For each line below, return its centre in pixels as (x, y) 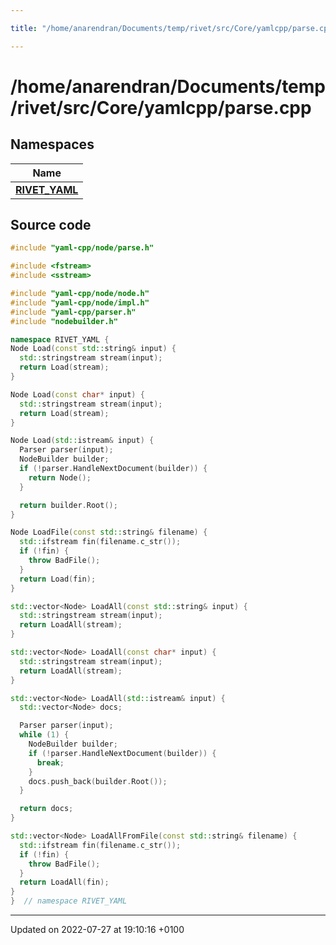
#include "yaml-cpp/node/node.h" (80, 294)
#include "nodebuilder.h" (64, 321)
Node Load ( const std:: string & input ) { (93, 349)
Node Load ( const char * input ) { (77, 394)
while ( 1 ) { (44, 735)
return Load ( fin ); (58, 579)
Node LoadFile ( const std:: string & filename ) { (109, 532)
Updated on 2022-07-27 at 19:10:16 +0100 (97, 930)
